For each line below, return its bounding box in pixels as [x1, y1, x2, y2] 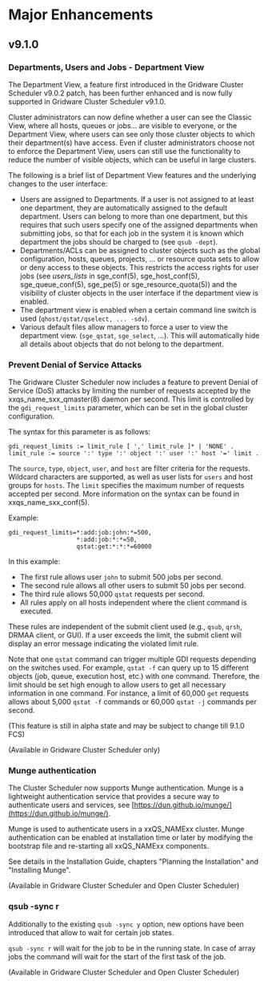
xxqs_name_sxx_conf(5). [8, 498, 90, 507]
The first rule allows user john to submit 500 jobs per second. [19, 572, 223, 582]
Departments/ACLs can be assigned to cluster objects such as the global [19, 245, 261, 255]
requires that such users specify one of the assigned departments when [19, 220, 258, 229]
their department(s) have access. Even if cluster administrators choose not [8, 138, 255, 147]
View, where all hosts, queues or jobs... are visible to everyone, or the [8, 120, 238, 130]
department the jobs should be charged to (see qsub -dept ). [19, 236, 218, 246]
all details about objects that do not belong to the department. [19, 339, 224, 349]
